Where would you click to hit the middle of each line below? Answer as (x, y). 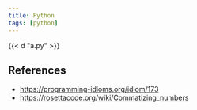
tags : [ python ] (33, 23)
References (37, 70)
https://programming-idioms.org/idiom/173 (89, 89)
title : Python (32, 15)
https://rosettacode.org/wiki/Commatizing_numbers (104, 98)
